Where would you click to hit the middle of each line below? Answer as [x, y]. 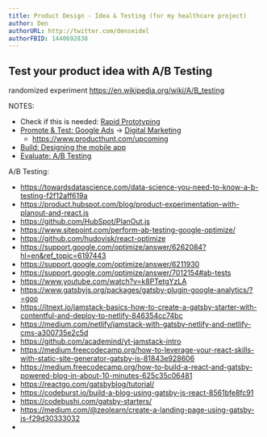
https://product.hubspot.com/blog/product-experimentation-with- [129, 204]
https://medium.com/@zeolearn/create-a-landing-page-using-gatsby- [137, 410]
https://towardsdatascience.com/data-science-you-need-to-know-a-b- [139, 187]
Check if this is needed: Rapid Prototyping [90, 122]
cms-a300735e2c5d [54, 333]
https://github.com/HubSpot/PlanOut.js [85, 222]
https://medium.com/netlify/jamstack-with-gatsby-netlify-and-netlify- [136, 324]
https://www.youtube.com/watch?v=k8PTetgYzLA [103, 281]
